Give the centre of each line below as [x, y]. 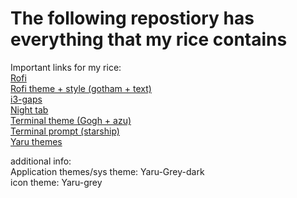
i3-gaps [26, 99]
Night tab [29, 109]
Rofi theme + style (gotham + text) [81, 88]
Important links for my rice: [66, 67]
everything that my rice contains [149, 39]
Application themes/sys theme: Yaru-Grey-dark [107, 171]
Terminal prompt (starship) [65, 131]
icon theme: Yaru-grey [56, 182]
